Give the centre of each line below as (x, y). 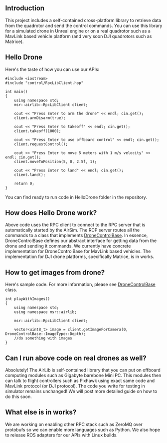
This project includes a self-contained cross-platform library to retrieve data (83, 20)
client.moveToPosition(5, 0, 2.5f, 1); (56, 161)
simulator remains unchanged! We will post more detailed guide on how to (81, 391)
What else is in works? (41, 412)
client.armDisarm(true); (40, 118)
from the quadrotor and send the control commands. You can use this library (84, 25)
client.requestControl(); (41, 144)
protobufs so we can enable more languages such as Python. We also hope (83, 429)
